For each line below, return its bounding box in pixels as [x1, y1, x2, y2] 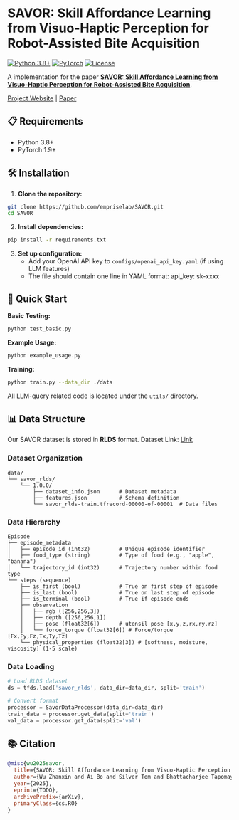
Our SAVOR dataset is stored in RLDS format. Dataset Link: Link [7, 436, 193, 444]
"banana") [7, 558, 37, 565]
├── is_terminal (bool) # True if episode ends [20, 596, 190, 603]
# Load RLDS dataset [7, 678, 69, 685]
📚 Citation [7, 737, 55, 750]
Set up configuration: [17, 249, 83, 258]
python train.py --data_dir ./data [7, 379, 113, 386]
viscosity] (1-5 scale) [7, 646, 78, 653]
